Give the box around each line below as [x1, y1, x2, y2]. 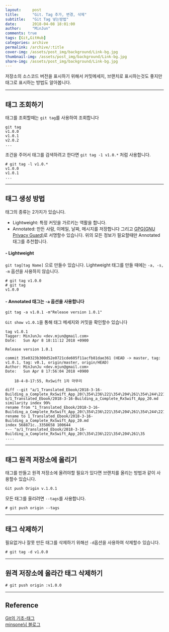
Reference [5, 601, 39, 610]
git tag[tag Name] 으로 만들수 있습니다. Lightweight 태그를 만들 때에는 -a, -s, [5, 262, 164, 268]
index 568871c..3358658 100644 [5, 423, 71, 428]
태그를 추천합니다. [12, 238, 48, 244]
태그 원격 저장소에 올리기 [5, 456, 77, 464]
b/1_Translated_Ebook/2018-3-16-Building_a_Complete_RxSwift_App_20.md [5, 396, 158, 401]
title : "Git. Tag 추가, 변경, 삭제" [5, 12, 87, 17]
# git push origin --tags [5, 506, 59, 511]
